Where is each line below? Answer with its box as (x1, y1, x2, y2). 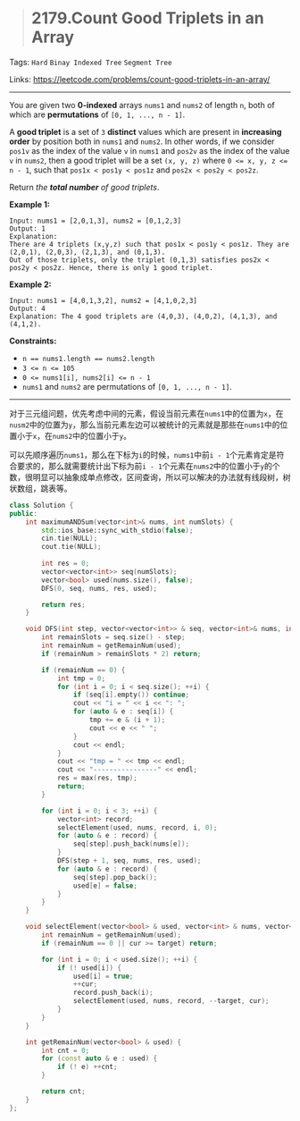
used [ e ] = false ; (72, 881, 138, 890)
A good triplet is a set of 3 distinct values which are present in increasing (9, 126, 282, 137)
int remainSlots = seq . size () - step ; (41, 633, 186, 642)
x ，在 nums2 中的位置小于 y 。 (32, 430, 132, 441)
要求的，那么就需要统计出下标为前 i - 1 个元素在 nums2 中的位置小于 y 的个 (16, 460, 280, 471)
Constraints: (9, 335, 57, 346)
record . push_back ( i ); (72, 988, 154, 998)
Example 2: (9, 279, 52, 290)
